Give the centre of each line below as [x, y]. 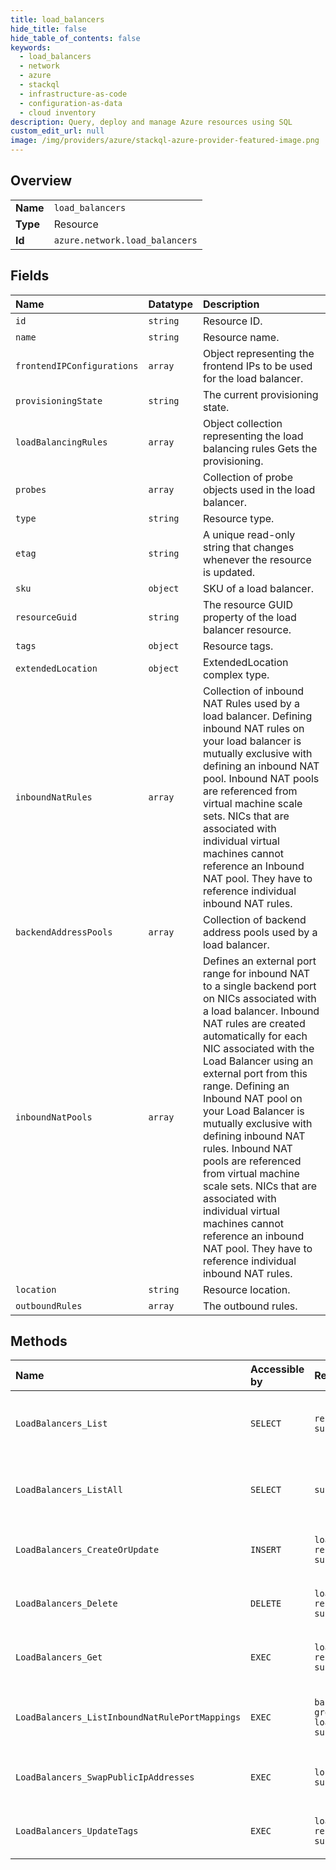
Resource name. [241, 337]
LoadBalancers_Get [59, 1657]
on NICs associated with [259, 998]
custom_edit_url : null [57, 131]
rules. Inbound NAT [247, 1148]
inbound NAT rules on [253, 728]
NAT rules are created [254, 1023]
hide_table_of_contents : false [75, 38]
